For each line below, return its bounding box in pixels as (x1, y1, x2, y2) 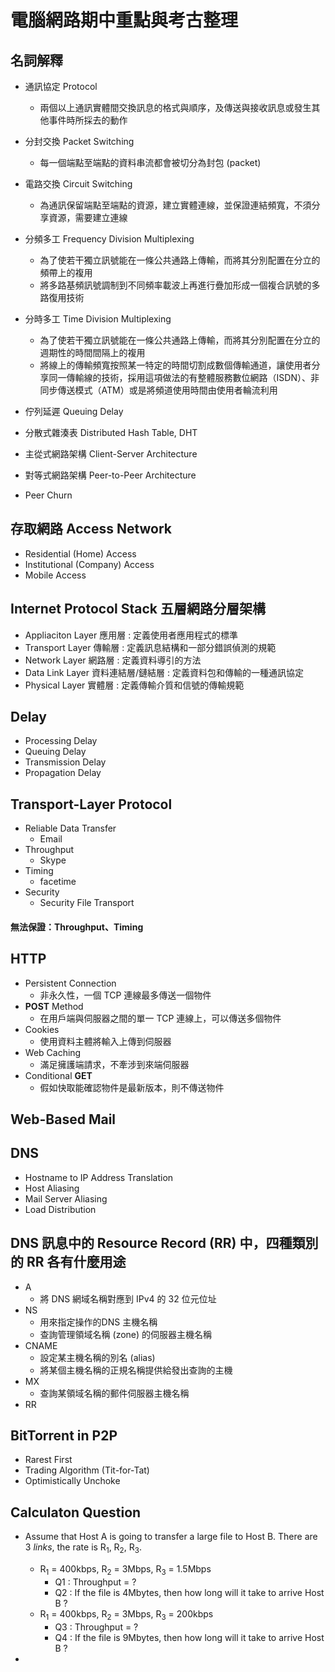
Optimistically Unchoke (24, 1475, 121, 1487)
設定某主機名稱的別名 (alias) (39, 1351, 156, 1363)
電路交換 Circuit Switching (24, 178, 133, 190)
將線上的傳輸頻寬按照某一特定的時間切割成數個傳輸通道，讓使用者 (39, 359, 312, 371)
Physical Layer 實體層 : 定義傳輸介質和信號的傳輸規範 (24, 679, 245, 691)
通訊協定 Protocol (24, 81, 98, 92)
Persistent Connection (24, 977, 117, 989)
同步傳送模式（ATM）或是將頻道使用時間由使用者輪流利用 (39, 384, 278, 396)
